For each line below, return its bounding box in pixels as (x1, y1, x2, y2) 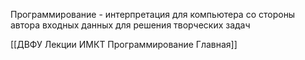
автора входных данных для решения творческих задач (10, 19, 251, 31)
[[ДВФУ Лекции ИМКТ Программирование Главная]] (10, 39, 238, 50)
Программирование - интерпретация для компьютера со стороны (10, 9, 296, 20)
